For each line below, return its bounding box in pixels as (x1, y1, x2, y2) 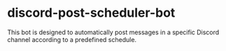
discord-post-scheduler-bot (7, 5, 176, 21)
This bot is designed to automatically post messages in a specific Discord (7, 28, 220, 36)
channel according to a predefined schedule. (7, 35, 137, 43)
